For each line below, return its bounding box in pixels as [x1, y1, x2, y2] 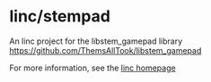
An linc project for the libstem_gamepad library [9, 36, 183, 46]
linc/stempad [9, 6, 110, 27]
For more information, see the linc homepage [9, 62, 177, 73]
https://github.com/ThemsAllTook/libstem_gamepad [9, 45, 202, 55]
